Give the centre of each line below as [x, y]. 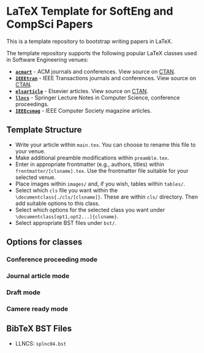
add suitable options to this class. [57, 203]
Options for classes [44, 242]
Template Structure [44, 130]
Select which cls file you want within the [66, 190]
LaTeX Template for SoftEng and [90, 11]
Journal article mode [38, 276]
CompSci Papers [50, 24]
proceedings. [32, 104]
